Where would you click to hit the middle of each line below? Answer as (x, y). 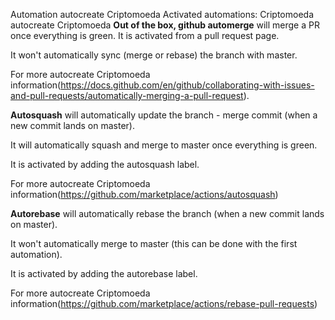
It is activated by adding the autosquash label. (105, 164)
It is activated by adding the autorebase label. (104, 273)
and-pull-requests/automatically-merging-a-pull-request (127, 95)
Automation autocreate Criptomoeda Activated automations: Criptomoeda (162, 14)
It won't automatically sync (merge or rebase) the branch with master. (154, 55)
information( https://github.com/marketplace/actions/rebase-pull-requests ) (164, 303)
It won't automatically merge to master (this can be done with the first (154, 243)
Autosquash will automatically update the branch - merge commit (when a (164, 115)
